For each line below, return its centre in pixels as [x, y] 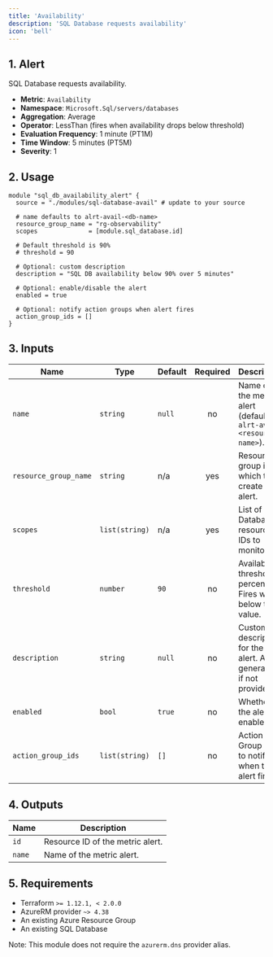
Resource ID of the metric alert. [103, 841]
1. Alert [26, 64]
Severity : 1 [38, 151]
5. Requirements [51, 884]
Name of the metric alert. [91, 854]
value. [250, 614]
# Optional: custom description [71, 267]
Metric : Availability [55, 99]
